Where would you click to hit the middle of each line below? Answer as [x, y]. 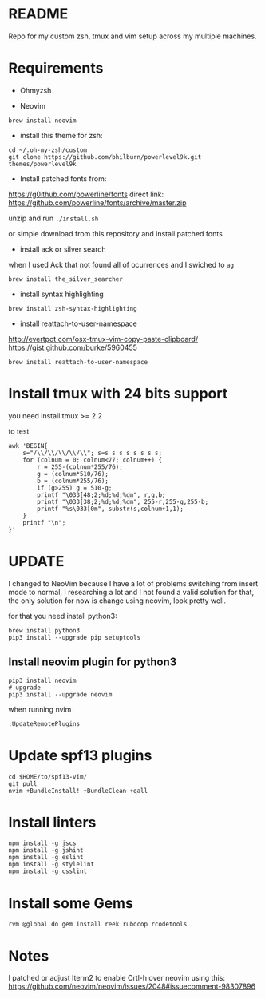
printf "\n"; [44, 523]
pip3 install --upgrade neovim [60, 694]
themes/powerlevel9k [43, 164]
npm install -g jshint [46, 850]
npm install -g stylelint [51, 864]
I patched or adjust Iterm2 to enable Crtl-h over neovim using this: [117, 978]
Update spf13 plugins [80, 755]
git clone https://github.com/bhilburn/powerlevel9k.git [105, 157]
